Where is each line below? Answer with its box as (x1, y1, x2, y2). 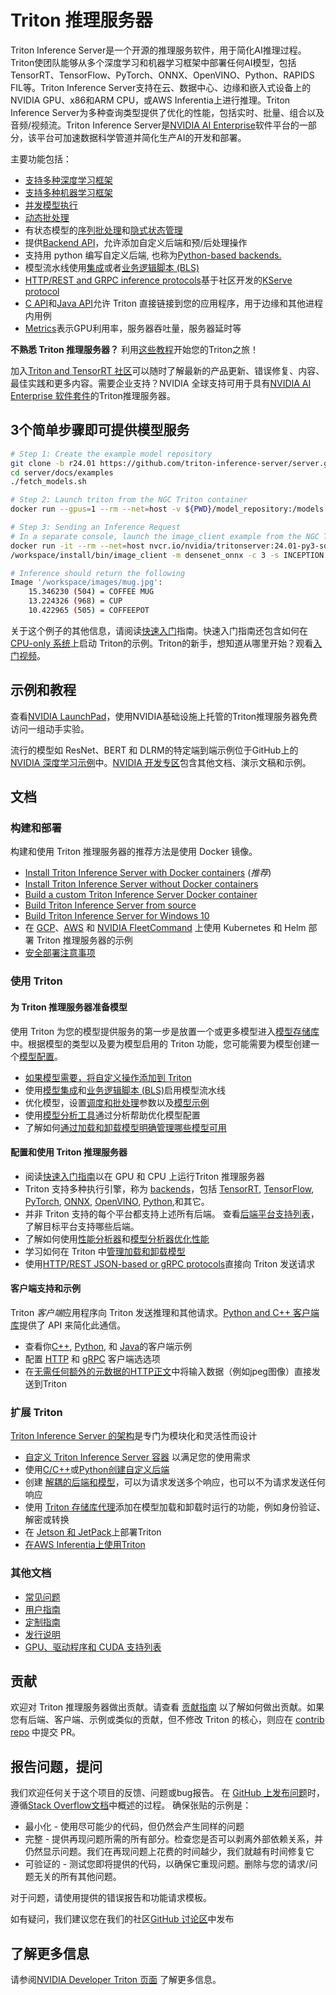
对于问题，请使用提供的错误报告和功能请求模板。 (10, 1892, 212, 1904)
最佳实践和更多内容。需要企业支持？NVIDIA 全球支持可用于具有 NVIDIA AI (10, 377, 312, 389)
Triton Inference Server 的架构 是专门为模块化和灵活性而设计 (10, 1430, 258, 1442)
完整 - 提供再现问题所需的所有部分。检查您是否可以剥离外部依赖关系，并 (24, 1833, 324, 1845)
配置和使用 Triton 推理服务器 (10, 1146, 128, 1158)
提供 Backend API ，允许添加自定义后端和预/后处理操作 (24, 236, 248, 248)
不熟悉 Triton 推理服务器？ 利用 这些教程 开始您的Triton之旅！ (10, 343, 260, 355)
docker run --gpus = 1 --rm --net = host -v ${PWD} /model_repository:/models (10, 504, 325, 515)
